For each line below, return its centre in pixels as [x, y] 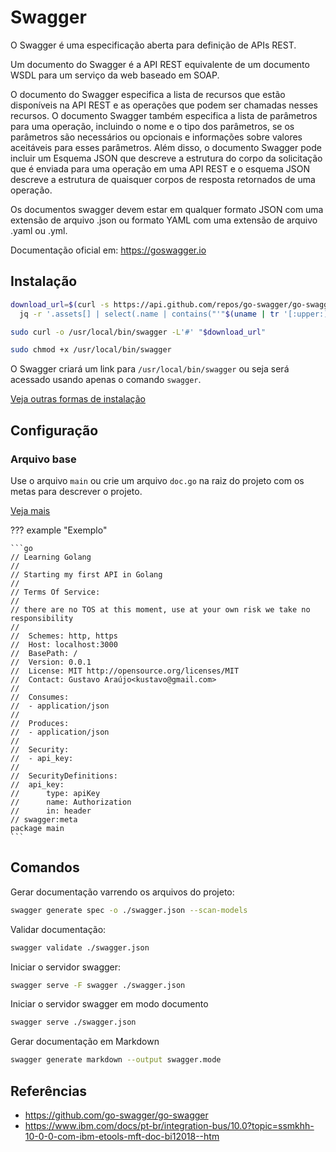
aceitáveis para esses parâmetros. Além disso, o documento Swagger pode [166, 147]
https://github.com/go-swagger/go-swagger [116, 1115]
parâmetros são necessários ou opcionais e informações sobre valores [156, 137]
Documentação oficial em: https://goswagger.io [108, 250]
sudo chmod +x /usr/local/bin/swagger [91, 350]
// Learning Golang [51, 557]
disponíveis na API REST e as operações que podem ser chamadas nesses [164, 105]
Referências [49, 1091]
